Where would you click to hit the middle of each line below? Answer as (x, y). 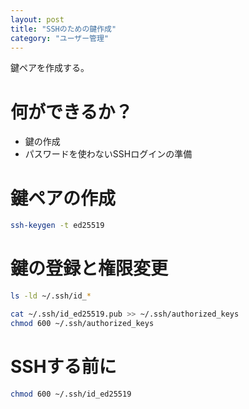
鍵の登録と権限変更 (89, 268)
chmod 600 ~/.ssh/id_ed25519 (71, 394)
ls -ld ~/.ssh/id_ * (51, 296)
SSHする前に (63, 366)
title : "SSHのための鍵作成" (63, 29)
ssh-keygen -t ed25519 (57, 226)
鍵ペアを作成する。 (50, 68)
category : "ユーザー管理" (60, 38)
